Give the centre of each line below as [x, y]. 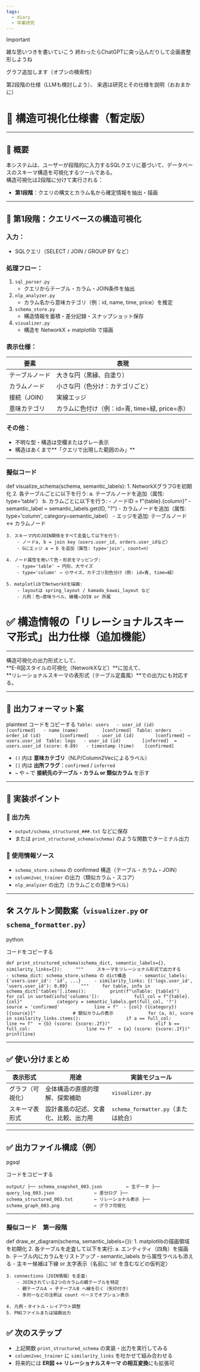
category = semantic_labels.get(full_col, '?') [117, 1002]
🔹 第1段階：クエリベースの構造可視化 [74, 219]
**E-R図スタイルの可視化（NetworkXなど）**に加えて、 [75, 668]
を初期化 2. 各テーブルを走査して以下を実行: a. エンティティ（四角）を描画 [97, 1249]
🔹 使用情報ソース [30, 856]
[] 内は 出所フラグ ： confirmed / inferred [65, 765]
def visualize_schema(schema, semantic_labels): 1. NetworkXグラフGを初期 [99, 486]
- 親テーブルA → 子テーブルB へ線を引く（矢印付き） [74, 1289]
